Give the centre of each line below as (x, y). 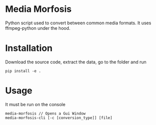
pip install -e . (23, 71)
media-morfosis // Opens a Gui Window (45, 113)
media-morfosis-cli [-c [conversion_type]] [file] (59, 118)
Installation (29, 48)
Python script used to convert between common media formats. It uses (78, 23)
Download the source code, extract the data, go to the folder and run (76, 62)
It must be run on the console (35, 104)
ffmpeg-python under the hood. (38, 28)
